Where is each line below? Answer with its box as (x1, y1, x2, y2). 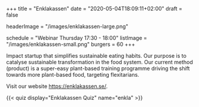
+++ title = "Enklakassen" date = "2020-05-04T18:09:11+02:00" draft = (6, 5, 182, 12)
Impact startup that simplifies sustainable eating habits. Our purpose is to (6, 52, 187, 59)
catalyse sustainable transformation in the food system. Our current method (6, 59, 193, 65)
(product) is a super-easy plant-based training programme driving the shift (6, 65, 190, 72)
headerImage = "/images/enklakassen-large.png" (6, 23, 128, 30)
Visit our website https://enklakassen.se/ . (6, 83, 108, 90)
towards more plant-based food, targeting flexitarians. (6, 71, 139, 78)
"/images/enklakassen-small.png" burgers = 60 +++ (6, 41, 136, 48)
